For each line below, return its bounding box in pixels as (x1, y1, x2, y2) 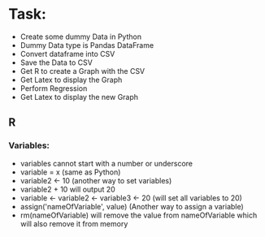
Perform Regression (20, 83, 88, 93)
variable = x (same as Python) (20, 167, 121, 177)
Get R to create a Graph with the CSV (20, 66, 146, 75)
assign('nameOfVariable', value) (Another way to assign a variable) (20, 201, 244, 211)
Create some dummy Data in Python (20, 32, 142, 41)
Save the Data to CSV (20, 58, 93, 67)
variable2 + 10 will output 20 (20, 184, 115, 194)
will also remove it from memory (20, 218, 128, 228)
